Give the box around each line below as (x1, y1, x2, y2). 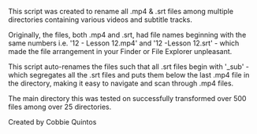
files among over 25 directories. (8, 102, 112, 111)
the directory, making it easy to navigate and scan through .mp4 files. (8, 78, 234, 88)
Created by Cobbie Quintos (8, 118, 97, 126)
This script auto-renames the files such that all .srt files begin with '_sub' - (8, 62, 250, 71)
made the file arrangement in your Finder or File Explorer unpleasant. (8, 47, 233, 56)
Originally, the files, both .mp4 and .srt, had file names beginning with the (8, 31, 247, 39)
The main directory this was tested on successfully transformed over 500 (8, 94, 247, 103)
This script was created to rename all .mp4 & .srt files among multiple (8, 7, 234, 16)
